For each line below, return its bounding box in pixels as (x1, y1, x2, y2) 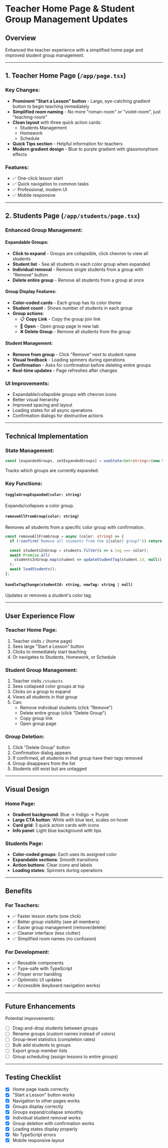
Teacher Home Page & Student (5, 3, 135, 15)
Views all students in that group (12, 694, 77, 700)
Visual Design (5, 785, 49, 793)
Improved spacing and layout (12, 402, 72, 408)
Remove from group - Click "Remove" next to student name (12, 351, 136, 357)
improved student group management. (5, 52, 84, 58)
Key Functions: (5, 480, 42, 487)
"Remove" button (12, 271, 48, 277)
